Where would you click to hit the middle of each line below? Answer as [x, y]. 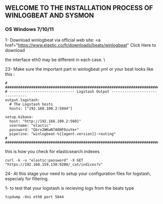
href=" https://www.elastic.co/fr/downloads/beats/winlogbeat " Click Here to [81, 45]
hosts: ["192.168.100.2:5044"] [41, 109]
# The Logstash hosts [31, 104]
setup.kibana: [19, 117]
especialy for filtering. [27, 178]
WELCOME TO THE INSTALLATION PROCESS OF [79, 8]
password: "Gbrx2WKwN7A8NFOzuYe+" [44, 130]
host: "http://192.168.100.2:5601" [45, 121]
